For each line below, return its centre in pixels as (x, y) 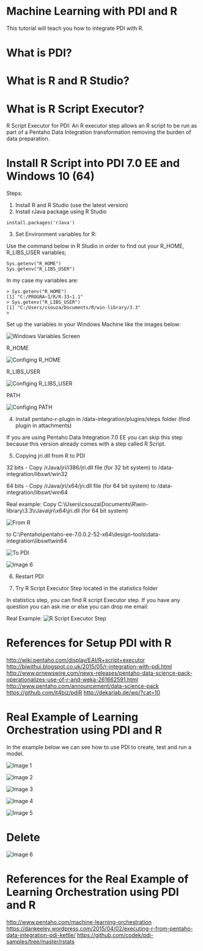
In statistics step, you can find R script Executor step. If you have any (93, 600)
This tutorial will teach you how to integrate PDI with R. (75, 28)
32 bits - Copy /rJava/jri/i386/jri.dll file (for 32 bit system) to (82, 468)
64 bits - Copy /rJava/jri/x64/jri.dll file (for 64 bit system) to (81, 486)
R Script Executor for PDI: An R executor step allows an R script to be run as (102, 126)
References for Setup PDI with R (89, 643)
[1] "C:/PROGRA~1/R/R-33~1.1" (45, 297)
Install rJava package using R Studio (61, 211)
